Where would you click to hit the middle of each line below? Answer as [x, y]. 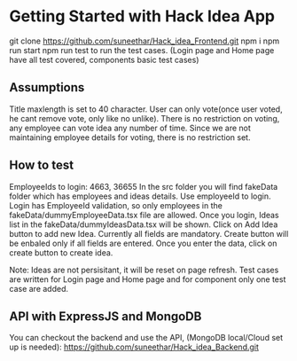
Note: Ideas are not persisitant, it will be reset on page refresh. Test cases [144, 270]
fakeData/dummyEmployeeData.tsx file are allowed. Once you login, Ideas [144, 215]
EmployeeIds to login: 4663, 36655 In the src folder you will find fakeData [144, 186]
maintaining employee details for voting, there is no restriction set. [130, 137]
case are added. [39, 288]
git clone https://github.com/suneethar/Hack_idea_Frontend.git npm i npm [145, 41]
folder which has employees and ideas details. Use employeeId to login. [140, 196]
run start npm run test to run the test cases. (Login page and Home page [142, 50]
